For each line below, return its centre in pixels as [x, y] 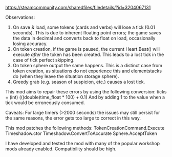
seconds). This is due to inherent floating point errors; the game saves [87, 33]
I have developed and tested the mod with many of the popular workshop [83, 143]
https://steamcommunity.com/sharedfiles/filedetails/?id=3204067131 [78, 7]
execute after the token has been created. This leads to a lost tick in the [88, 54]
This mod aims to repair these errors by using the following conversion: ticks [86, 92]
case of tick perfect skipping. [44, 60]
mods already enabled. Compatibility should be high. [61, 149]
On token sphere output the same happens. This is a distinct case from [88, 65]
